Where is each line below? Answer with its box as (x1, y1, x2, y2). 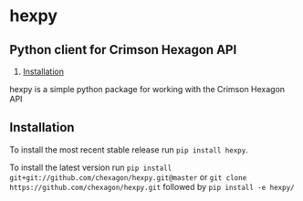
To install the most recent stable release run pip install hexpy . (9, 143, 248, 155)
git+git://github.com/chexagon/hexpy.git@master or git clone (9, 171, 247, 183)
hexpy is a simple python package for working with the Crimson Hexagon (9, 84, 286, 94)
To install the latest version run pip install (9, 162, 172, 173)
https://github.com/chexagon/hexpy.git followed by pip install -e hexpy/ (9, 181, 295, 192)
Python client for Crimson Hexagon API (9, 42, 237, 58)
